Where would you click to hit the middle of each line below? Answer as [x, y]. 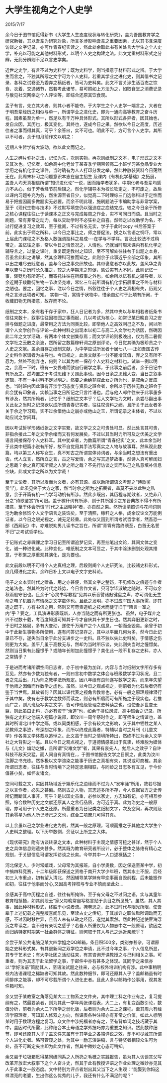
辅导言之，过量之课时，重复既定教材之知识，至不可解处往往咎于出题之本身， [83, 251]
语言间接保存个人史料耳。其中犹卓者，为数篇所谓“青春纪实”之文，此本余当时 [83, 440]
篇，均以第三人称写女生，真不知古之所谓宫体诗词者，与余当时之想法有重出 [81, 452]
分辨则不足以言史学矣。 [46, 59]
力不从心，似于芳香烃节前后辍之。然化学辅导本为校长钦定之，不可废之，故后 [83, 189]
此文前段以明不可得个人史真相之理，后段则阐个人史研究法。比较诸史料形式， [83, 565]
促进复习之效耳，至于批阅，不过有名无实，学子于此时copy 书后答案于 [85, 226]
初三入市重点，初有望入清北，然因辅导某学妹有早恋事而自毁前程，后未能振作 [83, 877]
